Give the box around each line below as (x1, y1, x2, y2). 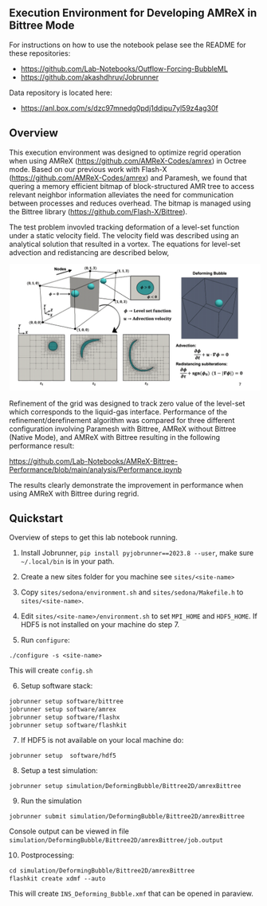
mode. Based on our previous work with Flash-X (9, 164, 167, 174)
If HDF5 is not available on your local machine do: (20, 735, 184, 745)
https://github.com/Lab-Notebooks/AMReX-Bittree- (9, 456, 179, 465)
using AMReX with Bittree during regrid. (9, 488, 139, 498)
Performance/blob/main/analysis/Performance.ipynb (9, 465, 183, 474)
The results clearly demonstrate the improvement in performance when (9, 480, 244, 489)
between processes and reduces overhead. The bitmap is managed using (9, 198, 251, 208)
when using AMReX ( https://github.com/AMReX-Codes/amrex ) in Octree (9, 155, 247, 166)
